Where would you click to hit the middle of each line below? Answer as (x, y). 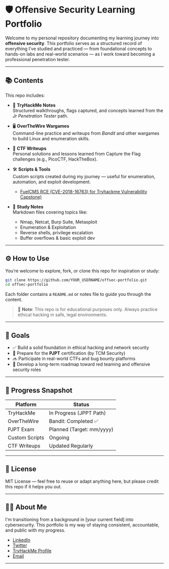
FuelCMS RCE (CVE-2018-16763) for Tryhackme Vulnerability (83, 191)
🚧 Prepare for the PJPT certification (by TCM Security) (69, 353)
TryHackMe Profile (32, 550)
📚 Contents (24, 81)
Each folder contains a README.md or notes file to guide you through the (78, 294)
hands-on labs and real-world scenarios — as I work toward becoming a (80, 54)
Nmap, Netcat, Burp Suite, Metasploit (59, 222)
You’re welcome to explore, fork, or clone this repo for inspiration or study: (82, 271)
